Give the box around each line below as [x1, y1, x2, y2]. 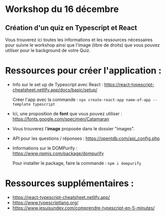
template [12, 102, 31, 107]
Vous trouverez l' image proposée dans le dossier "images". [12, 125, 135, 131]
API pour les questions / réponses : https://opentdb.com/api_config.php [12, 135, 160, 141]
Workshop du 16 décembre [5, 4, 119, 15]
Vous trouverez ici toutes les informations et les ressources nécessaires [5, 37, 153, 43]
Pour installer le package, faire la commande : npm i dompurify [12, 160, 142, 166]
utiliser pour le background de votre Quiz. [5, 48, 91, 53]
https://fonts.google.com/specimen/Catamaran [12, 116, 110, 122]
